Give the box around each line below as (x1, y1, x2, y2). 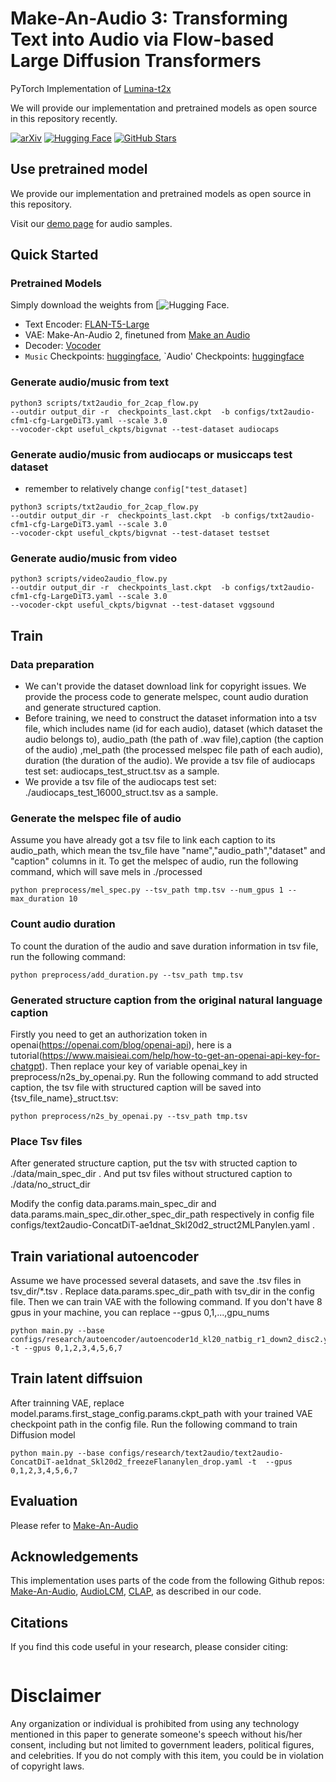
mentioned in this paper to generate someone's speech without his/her (10, 1728, 303, 1741)
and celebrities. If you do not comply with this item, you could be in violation (10, 1750, 324, 1762)
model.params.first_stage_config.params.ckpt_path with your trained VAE (10, 1407, 313, 1419)
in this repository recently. (10, 112, 118, 124)
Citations (10, 1614, 69, 1631)
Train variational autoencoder (10, 1248, 200, 1265)
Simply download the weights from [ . (10, 299, 230, 311)
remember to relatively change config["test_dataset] (24, 483, 248, 495)
